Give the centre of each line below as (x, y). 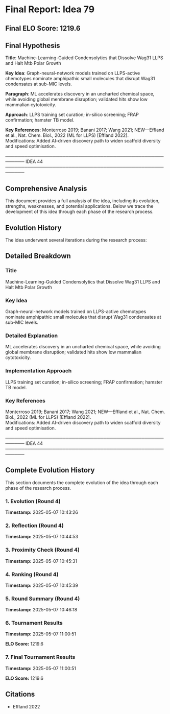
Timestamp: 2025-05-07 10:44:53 (42, 537)
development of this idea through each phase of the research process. (80, 212)
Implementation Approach (39, 371)
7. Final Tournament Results (40, 657)
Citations (20, 694)
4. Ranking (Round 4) (32, 574)
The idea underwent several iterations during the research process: (76, 240)
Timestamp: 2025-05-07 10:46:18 (41, 610)
